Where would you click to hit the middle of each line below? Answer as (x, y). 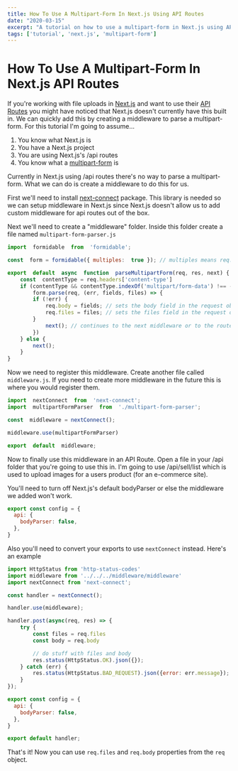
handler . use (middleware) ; (45, 608)
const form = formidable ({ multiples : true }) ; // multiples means (112, 260)
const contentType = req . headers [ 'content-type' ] (96, 279)
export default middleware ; (52, 446)
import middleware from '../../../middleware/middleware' (95, 576)
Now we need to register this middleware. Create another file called (106, 372)
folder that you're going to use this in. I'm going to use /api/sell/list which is (117, 467)
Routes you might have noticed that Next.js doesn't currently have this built (117, 112)
